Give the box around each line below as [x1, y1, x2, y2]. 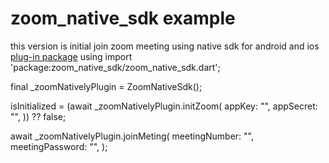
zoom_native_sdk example [10, 7, 236, 30]
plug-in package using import [10, 50, 133, 62]
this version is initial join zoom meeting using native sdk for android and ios [10, 40, 320, 52]
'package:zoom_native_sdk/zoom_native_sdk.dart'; [10, 61, 221, 73]
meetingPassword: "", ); [10, 140, 108, 152]
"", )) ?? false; [10, 110, 67, 122]
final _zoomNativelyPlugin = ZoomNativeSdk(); [10, 80, 203, 92]
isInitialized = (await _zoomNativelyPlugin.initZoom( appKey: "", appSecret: [10, 100, 318, 112]
